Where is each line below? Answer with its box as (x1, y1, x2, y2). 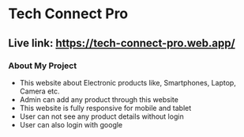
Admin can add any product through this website (19, 94, 179, 104)
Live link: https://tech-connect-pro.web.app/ (8, 36, 235, 50)
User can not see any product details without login (19, 112, 184, 121)
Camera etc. (19, 86, 61, 96)
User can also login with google (19, 120, 123, 129)
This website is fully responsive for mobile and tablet (19, 103, 192, 112)
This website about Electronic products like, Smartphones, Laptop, (19, 78, 237, 87)
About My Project (8, 60, 77, 71)
